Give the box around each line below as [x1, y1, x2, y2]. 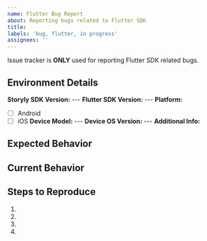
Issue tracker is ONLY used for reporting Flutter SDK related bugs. [7, 56, 199, 64]
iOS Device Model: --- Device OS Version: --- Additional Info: [17, 117, 201, 125]
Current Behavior [7, 162, 84, 174]
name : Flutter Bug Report [7, 10, 83, 18]
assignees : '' [7, 37, 49, 44]
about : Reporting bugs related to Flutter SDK [7, 17, 146, 24]
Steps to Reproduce [7, 186, 96, 198]
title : [7, 23, 27, 30]
